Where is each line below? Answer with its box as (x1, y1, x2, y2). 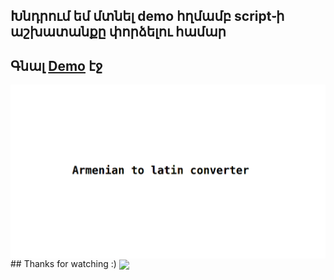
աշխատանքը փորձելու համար (10, 24, 227, 41)
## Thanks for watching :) (10, 257, 117, 269)
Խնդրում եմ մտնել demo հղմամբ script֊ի (10, 8, 285, 25)
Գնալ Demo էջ (10, 57, 103, 74)
